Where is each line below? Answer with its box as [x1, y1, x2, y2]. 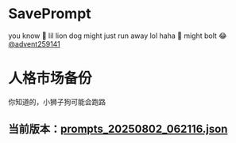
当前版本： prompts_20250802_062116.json [8, 122, 228, 136]
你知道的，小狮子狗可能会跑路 [8, 96, 106, 107]
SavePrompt [8, 5, 91, 23]
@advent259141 [8, 39, 61, 48]
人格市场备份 [8, 70, 93, 88]
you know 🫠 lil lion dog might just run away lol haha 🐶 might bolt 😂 [8, 31, 227, 40]
